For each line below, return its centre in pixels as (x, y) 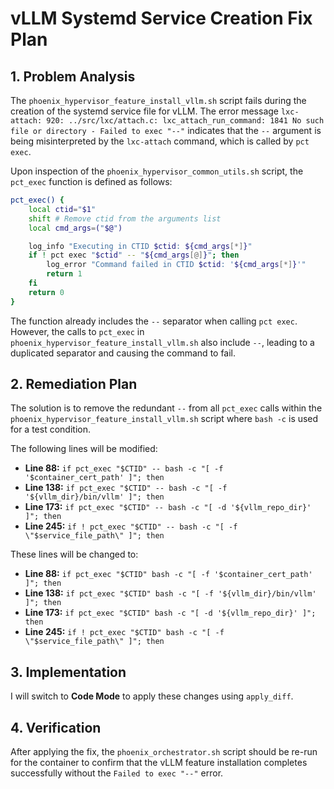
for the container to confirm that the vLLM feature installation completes (159, 763)
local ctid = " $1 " (62, 209)
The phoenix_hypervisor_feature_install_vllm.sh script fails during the (158, 100)
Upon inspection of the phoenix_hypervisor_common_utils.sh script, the (157, 171)
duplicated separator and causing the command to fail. (123, 353)
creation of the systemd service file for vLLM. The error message (145, 111)
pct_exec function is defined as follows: (91, 181)
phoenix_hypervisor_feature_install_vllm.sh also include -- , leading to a (162, 342)
